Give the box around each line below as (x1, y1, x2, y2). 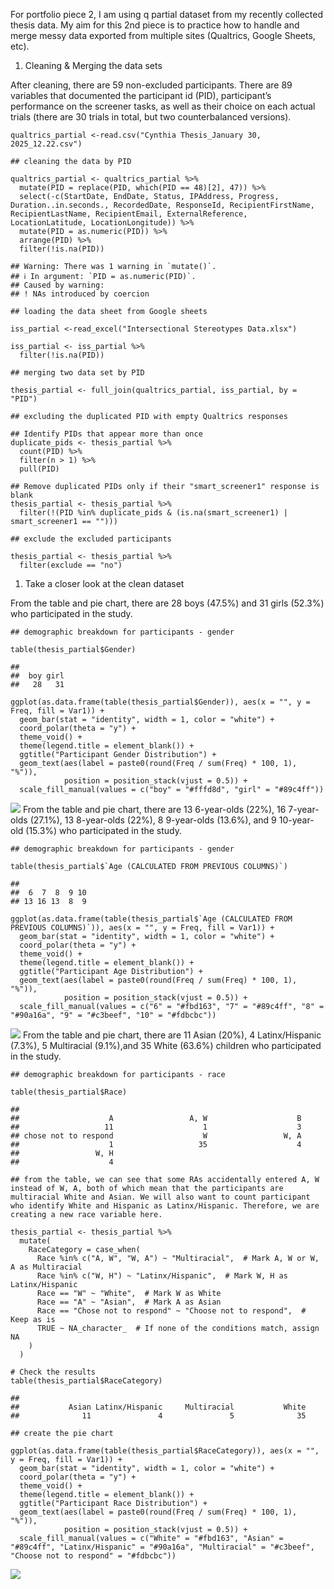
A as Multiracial (10, 1262, 83, 1272)
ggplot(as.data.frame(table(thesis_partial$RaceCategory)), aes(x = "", (10, 1446, 320, 1456)
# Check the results (10, 1367, 97, 1377)
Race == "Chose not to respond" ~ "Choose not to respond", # (36, 1306, 307, 1316)
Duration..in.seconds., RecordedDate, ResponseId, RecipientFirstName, (10, 200, 315, 210)
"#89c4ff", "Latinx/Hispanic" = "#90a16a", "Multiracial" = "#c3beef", (10, 1542, 315, 1552)
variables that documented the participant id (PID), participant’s (10, 90, 272, 101)
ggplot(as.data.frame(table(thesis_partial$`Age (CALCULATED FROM (10, 914, 293, 924)
